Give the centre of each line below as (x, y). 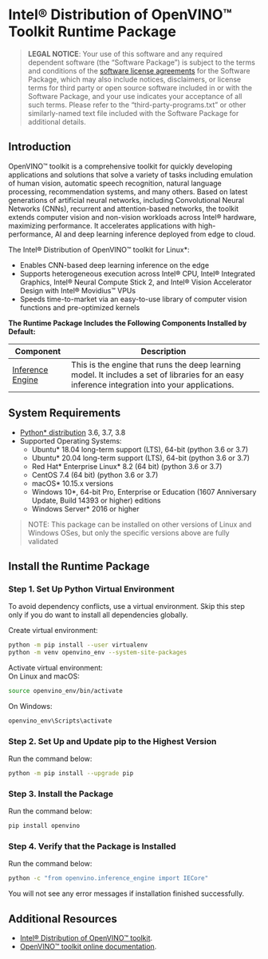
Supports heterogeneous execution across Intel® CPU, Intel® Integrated (137, 273)
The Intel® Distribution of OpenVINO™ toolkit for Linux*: (99, 249)
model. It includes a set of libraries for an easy (158, 375)
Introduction (40, 147)
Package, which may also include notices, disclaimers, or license (134, 79)
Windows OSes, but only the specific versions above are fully (128, 532)
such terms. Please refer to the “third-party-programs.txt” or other (137, 105)
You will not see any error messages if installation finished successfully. (126, 893)
